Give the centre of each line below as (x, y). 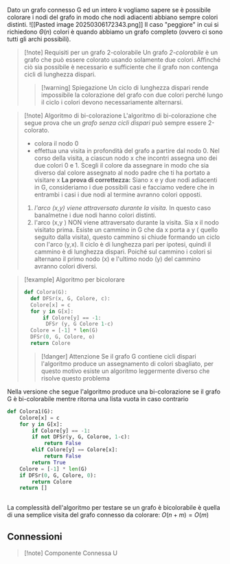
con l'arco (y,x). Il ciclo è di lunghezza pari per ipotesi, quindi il (123, 244)
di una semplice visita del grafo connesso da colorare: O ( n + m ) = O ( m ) (108, 515)
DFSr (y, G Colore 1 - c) (80, 324)
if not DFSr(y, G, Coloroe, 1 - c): (81, 437)
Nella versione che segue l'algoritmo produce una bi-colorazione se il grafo (114, 392)
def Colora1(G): (30, 411)
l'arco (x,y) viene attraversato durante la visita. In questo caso (123, 208)
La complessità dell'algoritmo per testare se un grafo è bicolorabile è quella (114, 508)
